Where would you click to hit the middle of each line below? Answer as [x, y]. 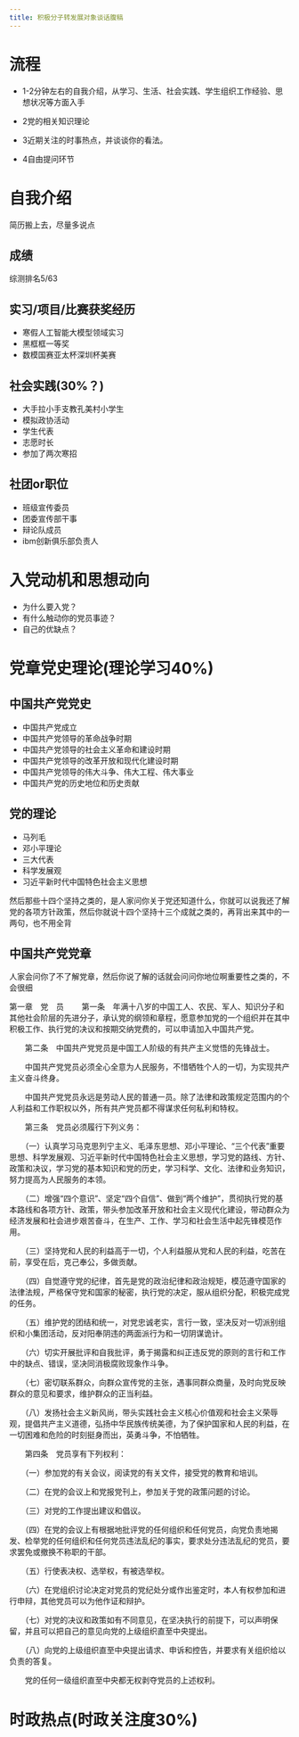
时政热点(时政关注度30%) [104, 1720]
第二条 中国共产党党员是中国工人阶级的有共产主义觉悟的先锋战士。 [149, 1048]
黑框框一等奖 [45, 343]
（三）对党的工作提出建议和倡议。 [85, 1511]
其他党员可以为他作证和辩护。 [94, 1601]
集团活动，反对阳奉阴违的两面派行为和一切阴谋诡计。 [130, 1334]
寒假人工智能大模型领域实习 [73, 333]
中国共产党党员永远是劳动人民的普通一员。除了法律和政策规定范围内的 [153, 1097]
